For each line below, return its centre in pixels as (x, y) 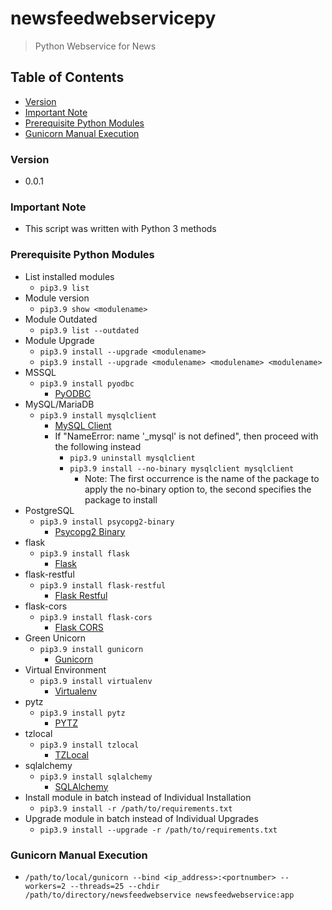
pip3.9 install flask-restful (103, 585)
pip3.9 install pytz (82, 713)
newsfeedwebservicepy (113, 18)
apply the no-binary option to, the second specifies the (198, 489)
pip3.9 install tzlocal (89, 745)
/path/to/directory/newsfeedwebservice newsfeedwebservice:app (159, 895)
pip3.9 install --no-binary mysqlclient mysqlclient (182, 468)
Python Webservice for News (95, 46)
